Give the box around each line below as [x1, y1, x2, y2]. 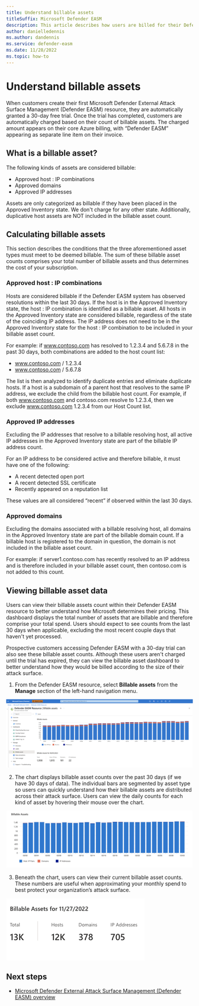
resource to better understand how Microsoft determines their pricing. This [6, 608, 190, 615]
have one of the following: [6, 461, 70, 469]
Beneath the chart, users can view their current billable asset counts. [14, 874, 183, 881]
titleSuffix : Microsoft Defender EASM [6, 15, 102, 22]
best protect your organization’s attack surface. [14, 886, 131, 893]
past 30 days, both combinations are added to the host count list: [6, 348, 166, 355]
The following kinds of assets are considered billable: [6, 164, 136, 171]
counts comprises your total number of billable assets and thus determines [6, 258, 189, 265]
